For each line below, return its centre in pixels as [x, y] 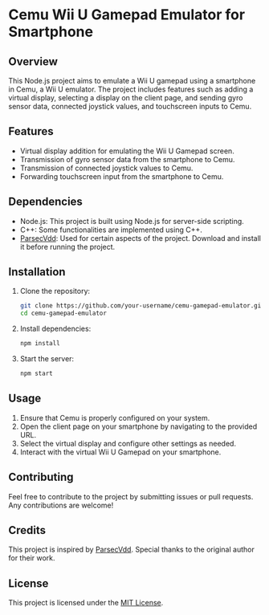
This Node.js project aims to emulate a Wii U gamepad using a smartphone [132, 81]
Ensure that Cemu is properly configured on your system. [115, 417]
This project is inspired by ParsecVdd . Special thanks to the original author [131, 550]
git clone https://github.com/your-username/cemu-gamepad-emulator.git [142, 306]
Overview [33, 61]
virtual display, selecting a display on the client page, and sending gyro [126, 98]
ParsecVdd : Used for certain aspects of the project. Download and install [140, 238]
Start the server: [47, 359]
